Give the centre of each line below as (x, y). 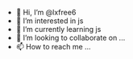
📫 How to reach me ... (53, 47)
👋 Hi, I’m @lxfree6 (46, 12)
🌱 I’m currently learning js (58, 29)
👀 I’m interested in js (50, 21)
